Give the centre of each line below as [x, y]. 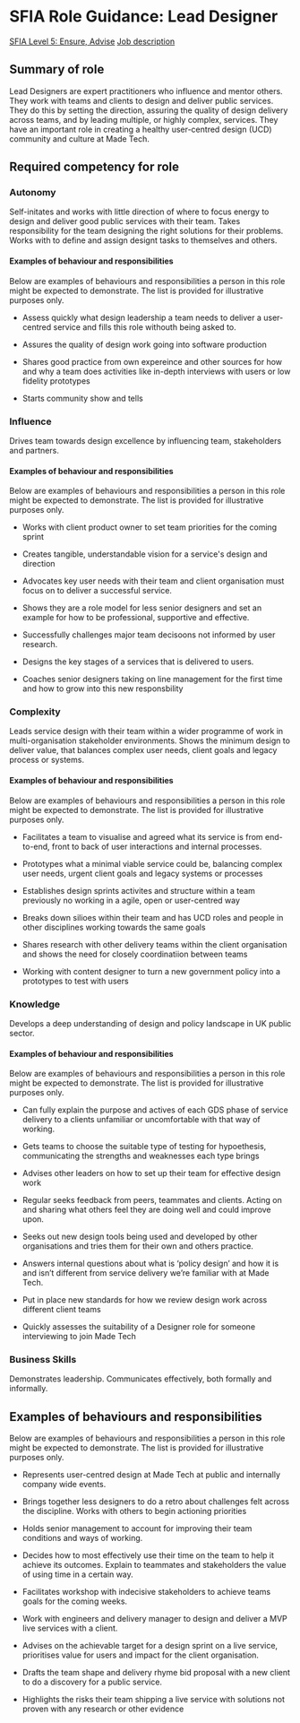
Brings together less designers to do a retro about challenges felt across [155, 1502]
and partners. [34, 450]
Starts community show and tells [82, 398]
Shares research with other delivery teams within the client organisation [154, 944]
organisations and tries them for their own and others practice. [137, 1246]
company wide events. [64, 1485]
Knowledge [35, 1004]
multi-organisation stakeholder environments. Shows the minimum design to [150, 740]
